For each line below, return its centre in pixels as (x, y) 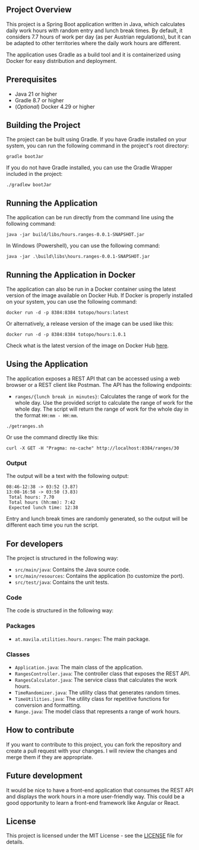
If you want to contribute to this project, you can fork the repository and (94, 744)
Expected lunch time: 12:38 (43, 508)
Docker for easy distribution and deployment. (61, 61)
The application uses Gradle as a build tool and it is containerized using (94, 54)
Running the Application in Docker (71, 275)
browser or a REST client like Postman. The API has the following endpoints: (99, 385)
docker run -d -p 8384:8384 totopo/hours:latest (67, 313)
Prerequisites (31, 80)
